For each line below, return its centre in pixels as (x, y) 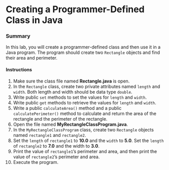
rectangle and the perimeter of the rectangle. (60, 119)
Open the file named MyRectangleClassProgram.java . (71, 124)
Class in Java (34, 20)
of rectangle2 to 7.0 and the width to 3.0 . (56, 146)
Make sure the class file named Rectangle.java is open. (71, 81)
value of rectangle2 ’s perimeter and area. (56, 157)
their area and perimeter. (32, 58)
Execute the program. (36, 162)
